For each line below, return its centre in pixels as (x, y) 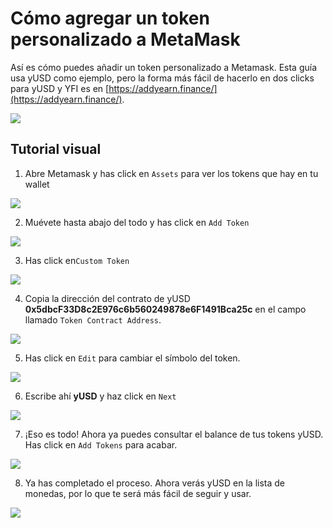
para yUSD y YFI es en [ (60, 88)
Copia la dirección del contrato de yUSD (107, 298)
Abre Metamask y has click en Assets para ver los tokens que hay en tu (171, 173)
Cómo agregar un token (110, 18)
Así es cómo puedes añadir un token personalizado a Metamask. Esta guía (164, 67)
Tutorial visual (56, 149)
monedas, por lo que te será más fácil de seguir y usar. (138, 493)
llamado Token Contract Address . (93, 319)
